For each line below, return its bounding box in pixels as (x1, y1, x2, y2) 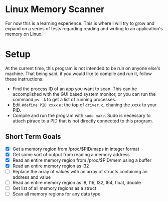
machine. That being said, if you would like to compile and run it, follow (5, 71, 152, 77)
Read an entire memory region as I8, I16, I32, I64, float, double (12, 180, 141, 185)
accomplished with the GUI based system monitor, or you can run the (12, 91, 156, 97)
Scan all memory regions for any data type (12, 191, 101, 197)
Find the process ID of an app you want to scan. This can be (12, 86, 137, 92)
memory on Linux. (5, 31, 43, 37)
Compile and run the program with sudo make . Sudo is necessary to (12, 112, 151, 118)
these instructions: (5, 76, 44, 82)
